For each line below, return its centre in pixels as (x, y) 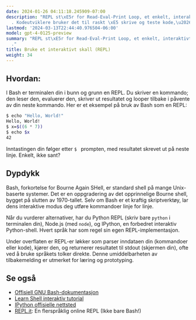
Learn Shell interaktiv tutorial (49, 298)
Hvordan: (23, 79)
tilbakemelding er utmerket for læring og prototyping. (70, 260)
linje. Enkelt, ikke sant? (33, 155)
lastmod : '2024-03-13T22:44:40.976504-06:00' (62, 28)
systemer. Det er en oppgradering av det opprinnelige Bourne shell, (107, 194)
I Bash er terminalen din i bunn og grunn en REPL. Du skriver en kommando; (97, 93)
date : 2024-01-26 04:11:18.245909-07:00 (56, 11)
